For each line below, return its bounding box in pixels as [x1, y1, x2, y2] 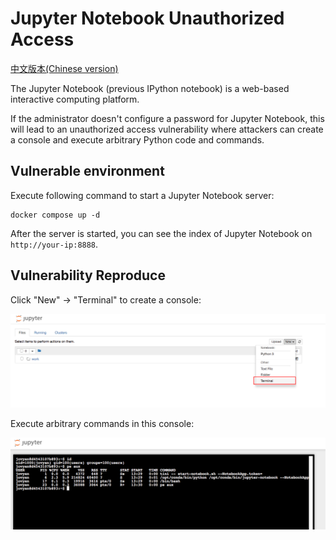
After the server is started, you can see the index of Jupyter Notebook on [10, 227, 313, 239]
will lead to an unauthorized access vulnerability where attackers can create [10, 123, 324, 135]
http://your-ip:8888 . [10, 238, 99, 250]
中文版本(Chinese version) [10, 62, 119, 74]
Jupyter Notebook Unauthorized [10, 7, 285, 30]
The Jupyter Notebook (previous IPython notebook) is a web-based [10, 82, 290, 94]
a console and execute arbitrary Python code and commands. [10, 133, 265, 146]
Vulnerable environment [10, 163, 165, 180]
